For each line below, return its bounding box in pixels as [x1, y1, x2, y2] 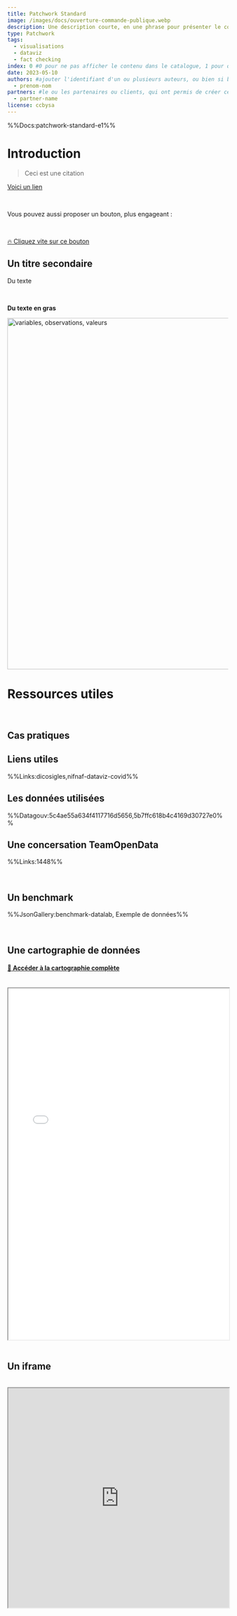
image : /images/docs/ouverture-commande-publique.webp [7, 17, 171, 24]
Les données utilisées [7, 792, 105, 805]
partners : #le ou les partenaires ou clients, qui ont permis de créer [7, 89, 221, 96]
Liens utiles [7, 754, 59, 765]
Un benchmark [7, 891, 74, 903]
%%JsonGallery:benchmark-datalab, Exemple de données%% [7, 910, 189, 919]
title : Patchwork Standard [7, 10, 86, 18]
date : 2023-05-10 [7, 69, 58, 76]
